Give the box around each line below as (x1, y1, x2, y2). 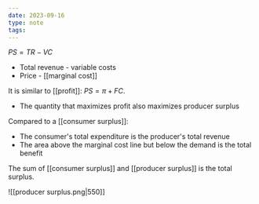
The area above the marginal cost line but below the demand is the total (19, 140, 252, 150)
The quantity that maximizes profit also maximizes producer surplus (19, 101, 239, 111)
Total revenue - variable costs (19, 63, 116, 72)
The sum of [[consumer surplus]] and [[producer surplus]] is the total (8, 164, 233, 173)
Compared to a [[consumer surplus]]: (8, 117, 129, 126)
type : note (8, 19, 44, 27)
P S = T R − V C (8, 48, 53, 57)
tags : (8, 26, 26, 34)
